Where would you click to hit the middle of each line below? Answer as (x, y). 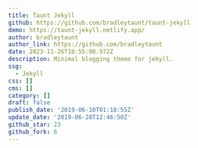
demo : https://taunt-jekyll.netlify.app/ (77, 30)
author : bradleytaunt (43, 37)
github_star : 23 (34, 125)
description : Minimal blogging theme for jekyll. (91, 60)
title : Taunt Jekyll (42, 15)
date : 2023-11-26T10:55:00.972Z (61, 52)
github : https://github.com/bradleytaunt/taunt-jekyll (99, 23)
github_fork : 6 (33, 132)
